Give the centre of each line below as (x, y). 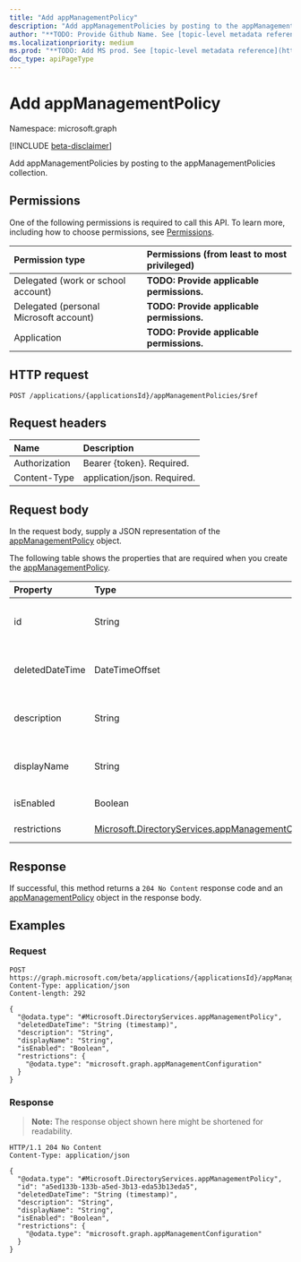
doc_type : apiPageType (52, 59)
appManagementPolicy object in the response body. (106, 898)
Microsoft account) (54, 317)
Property (33, 590)
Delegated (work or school (70, 281)
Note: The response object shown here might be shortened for (147, 1121)
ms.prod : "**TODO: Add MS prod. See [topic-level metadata (122, 51)
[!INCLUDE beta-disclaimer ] (60, 145)
